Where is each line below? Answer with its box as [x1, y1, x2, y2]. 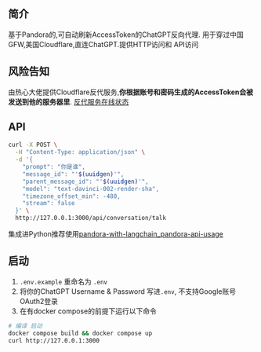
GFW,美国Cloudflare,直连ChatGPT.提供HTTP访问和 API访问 [8, 39, 199, 49]
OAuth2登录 [19, 296, 59, 306]
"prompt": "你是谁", [22, 163, 86, 171]
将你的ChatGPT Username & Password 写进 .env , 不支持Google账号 [19, 286, 237, 296]
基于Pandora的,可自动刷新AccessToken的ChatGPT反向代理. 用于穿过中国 [8, 30, 245, 39]
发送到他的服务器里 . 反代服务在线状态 [8, 97, 129, 106]
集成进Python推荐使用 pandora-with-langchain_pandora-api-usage [8, 229, 223, 239]
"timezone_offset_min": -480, [22, 192, 121, 200]
